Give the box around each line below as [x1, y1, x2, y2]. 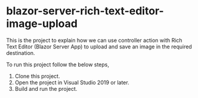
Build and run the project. [14, 85, 78, 92]
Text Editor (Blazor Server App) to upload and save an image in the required [6, 43, 192, 50]
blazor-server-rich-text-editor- [6, 4, 164, 18]
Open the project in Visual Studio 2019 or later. [14, 79, 129, 86]
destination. [6, 49, 35, 56]
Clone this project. [14, 72, 60, 79]
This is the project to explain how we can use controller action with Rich [6, 36, 183, 44]
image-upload [6, 17, 78, 30]
